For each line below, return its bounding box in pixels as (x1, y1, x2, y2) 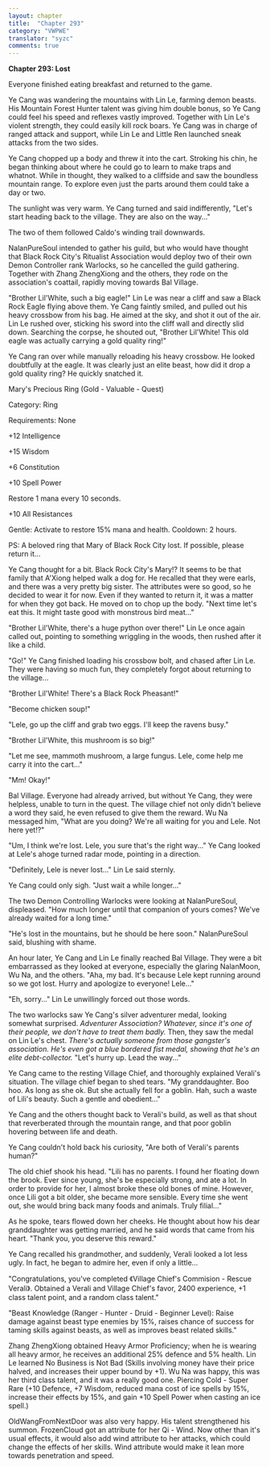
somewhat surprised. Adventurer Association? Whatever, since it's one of (8, 1019, 252, 1029)
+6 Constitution (8, 463, 60, 472)
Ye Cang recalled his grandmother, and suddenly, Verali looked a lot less (8, 1249, 247, 1259)
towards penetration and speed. (8, 1451, 114, 1461)
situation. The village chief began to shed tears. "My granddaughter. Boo (8, 1077, 249, 1087)
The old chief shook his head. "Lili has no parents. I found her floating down (8, 1166, 260, 1177)
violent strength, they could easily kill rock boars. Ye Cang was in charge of (8, 121, 258, 131)
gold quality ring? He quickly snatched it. (8, 368, 144, 379)
